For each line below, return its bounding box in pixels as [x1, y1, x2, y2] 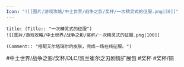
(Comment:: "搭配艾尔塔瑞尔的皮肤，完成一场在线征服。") [6, 43, 132, 49]
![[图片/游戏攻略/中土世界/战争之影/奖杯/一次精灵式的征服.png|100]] [6, 32, 160, 38]
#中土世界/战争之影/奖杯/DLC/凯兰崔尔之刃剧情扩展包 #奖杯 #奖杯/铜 [6, 54, 174, 62]
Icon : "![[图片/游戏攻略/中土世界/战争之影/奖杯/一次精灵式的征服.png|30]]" [6, 8, 179, 15]
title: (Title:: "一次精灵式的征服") [6, 26, 93, 32]
